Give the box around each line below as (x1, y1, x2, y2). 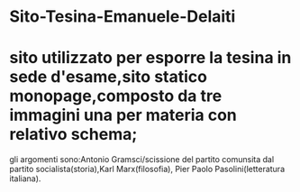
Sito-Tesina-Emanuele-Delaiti (9, 6, 236, 27)
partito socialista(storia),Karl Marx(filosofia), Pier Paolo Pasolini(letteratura (9, 164, 286, 175)
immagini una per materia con (9, 105, 237, 125)
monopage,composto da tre (9, 86, 223, 106)
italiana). (9, 173, 41, 184)
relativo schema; (9, 124, 138, 145)
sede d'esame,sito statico (9, 67, 207, 87)
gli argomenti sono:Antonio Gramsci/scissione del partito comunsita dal (9, 154, 275, 165)
